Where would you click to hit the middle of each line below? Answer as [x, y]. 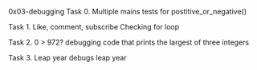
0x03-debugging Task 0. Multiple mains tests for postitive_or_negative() [128, 12]
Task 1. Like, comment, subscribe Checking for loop [94, 27]
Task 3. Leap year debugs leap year [67, 58]
